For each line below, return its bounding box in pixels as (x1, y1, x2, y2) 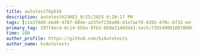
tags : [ (6, 19, 25, 25)
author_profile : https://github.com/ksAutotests (6, 36, 128, 41)
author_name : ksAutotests (6, 41, 70, 47)
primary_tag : (6, 24, 38, 31)
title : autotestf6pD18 (6, 8, 62, 15)
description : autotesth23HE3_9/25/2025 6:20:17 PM (6, 14, 133, 20)
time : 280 (6, 30, 31, 36)
